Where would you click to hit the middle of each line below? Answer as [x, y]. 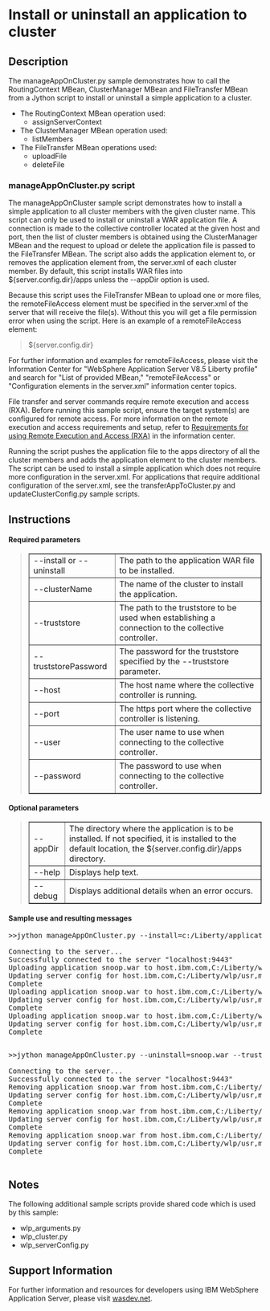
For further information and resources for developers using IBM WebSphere [134, 1289]
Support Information [60, 1270]
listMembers [53, 139]
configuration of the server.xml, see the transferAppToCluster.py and [122, 486]
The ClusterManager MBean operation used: [94, 131]
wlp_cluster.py [44, 1237]
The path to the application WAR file [187, 560]
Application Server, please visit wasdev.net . [80, 1298]
